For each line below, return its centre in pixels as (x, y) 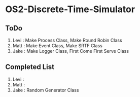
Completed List (30, 67)
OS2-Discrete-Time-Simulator (70, 9)
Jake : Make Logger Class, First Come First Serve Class (71, 51)
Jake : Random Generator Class (46, 90)
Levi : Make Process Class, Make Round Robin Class (67, 40)
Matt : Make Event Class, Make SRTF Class (58, 46)
